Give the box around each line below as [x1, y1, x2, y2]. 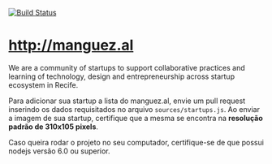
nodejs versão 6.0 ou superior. [8, 146, 111, 156]
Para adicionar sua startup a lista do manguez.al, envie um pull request [8, 96, 246, 106]
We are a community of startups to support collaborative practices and [8, 63, 245, 72]
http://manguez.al [8, 37, 134, 54]
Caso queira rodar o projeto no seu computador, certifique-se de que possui [8, 137, 264, 147]
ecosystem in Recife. [8, 80, 79, 89]
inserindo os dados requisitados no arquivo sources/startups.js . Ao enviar [8, 104, 260, 114]
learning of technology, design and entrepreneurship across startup [8, 71, 235, 81]
